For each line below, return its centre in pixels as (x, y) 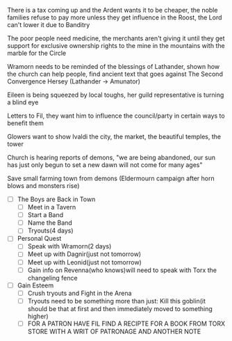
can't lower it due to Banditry (49, 25)
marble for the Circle (37, 53)
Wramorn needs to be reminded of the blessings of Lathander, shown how (114, 66)
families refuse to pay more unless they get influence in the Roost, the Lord (115, 17)
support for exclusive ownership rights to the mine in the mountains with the (116, 46)
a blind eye (23, 102)
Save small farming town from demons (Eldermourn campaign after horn (111, 178)
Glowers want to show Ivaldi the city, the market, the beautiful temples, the (114, 136)
